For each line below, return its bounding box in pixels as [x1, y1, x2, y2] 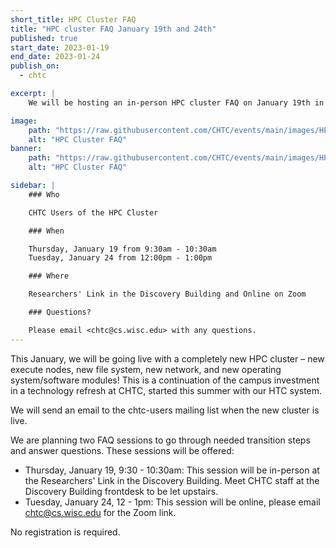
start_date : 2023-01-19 [10, 42, 110, 53]
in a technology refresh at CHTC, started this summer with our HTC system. [10, 384, 323, 396]
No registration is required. [10, 526, 121, 538]
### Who [28, 189, 60, 200]
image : [10, 116, 38, 126]
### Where [28, 271, 70, 281]
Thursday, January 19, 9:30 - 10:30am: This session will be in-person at [24, 464, 320, 476]
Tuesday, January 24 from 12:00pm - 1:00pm [28, 253, 213, 263]
